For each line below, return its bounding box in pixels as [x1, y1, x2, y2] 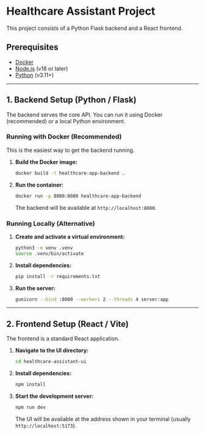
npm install [15, 381, 46, 388]
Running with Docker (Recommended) [6, 132, 122, 141]
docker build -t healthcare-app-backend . [15, 170, 125, 176]
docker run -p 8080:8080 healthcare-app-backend [15, 193, 142, 199]
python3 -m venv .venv [15, 245, 73, 251]
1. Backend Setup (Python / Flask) [6, 95, 137, 105]
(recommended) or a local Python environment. [6, 117, 126, 124]
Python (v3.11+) [15, 71, 54, 79]
